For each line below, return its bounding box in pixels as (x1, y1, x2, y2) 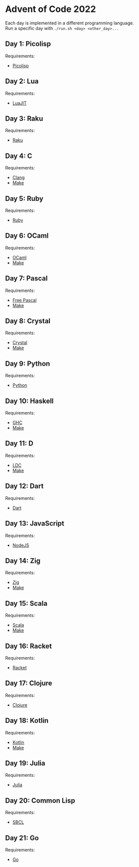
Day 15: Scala (5, 599, 48, 607)
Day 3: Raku (5, 114, 43, 123)
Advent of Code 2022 (5, 3, 96, 15)
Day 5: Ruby (5, 194, 44, 203)
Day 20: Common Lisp (5, 796, 76, 805)
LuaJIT (12, 100, 27, 106)
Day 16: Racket (5, 642, 52, 650)
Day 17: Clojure (5, 679, 52, 688)
